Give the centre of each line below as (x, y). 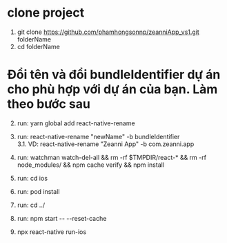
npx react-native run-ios (52, 232)
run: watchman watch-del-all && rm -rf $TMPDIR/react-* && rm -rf (112, 157)
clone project (46, 13)
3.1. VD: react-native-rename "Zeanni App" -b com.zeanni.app (106, 144)
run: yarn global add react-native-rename (76, 123)
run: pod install (38, 191)
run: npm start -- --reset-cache (62, 218)
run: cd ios (32, 178)
